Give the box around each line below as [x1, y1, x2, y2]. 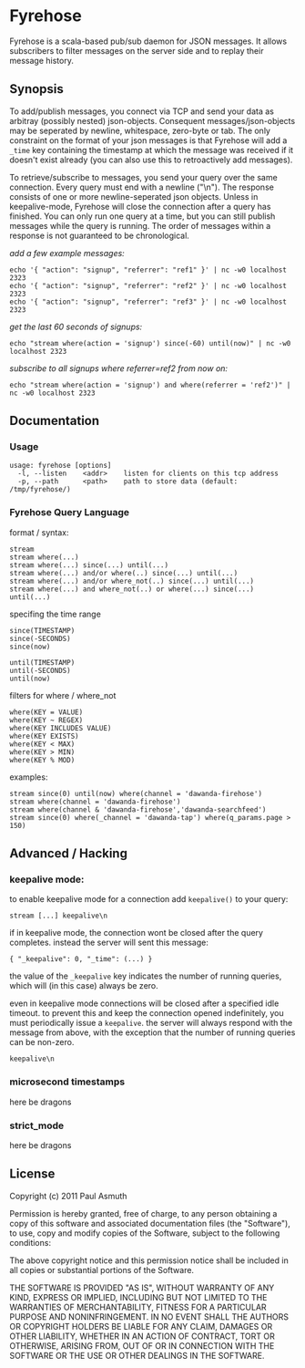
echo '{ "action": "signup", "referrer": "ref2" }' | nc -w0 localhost [9, 281, 287, 290]
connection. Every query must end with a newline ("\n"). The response [9, 181, 275, 192]
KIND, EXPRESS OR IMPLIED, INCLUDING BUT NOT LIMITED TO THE [9, 1291, 268, 1302]
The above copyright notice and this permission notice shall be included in [9, 1255, 289, 1266]
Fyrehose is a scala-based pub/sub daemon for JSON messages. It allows [9, 36, 288, 47]
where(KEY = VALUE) [9, 708, 84, 717]
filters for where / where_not [9, 689, 117, 700]
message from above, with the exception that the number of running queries [9, 1027, 296, 1038]
